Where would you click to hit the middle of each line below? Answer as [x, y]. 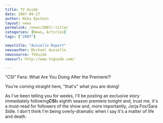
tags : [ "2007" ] [20, 37]
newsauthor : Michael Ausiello [36, 50]
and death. [16, 117]
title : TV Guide [21, 9]
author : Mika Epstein [27, 18]
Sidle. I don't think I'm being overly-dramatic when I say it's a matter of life [80, 111]
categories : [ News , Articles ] [36, 32]
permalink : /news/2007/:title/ [37, 28]
